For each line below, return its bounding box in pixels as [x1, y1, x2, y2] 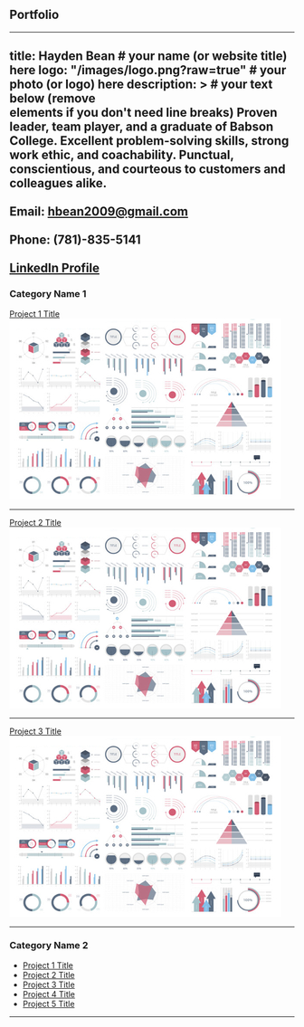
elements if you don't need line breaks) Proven [9, 105, 278, 120]
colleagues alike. [9, 176, 107, 191]
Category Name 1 [9, 288, 87, 300]
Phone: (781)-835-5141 [9, 233, 142, 248]
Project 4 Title [22, 988, 75, 999]
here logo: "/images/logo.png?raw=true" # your [9, 62, 287, 78]
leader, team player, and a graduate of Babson [9, 119, 274, 135]
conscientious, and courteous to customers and [9, 162, 286, 177]
